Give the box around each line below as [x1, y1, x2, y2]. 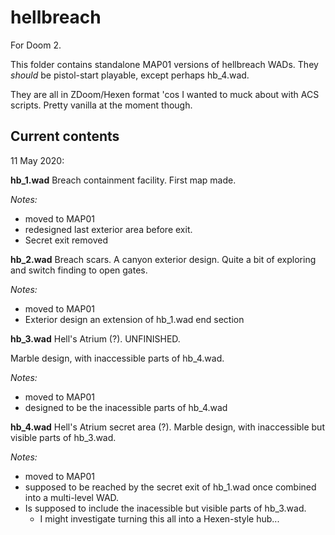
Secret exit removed [24, 234, 108, 246]
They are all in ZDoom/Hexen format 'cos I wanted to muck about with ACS [10, 88, 320, 100]
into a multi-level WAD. [24, 491, 120, 503]
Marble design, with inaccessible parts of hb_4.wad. [10, 352, 225, 364]
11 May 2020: [10, 154, 65, 166]
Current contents [10, 128, 120, 145]
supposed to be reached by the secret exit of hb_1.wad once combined [24, 481, 317, 493]
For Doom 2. [10, 39, 62, 51]
